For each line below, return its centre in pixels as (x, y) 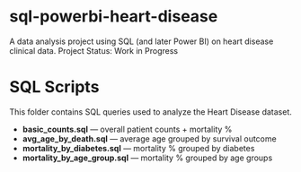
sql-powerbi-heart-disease (114, 17)
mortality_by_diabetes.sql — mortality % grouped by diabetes (138, 148)
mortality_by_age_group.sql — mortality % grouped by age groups (147, 158)
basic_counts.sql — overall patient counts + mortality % (127, 129)
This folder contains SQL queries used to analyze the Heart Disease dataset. (150, 112)
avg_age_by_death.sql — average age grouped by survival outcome (149, 138)
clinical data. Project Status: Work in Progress (93, 50)
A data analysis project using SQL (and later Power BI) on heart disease (142, 41)
